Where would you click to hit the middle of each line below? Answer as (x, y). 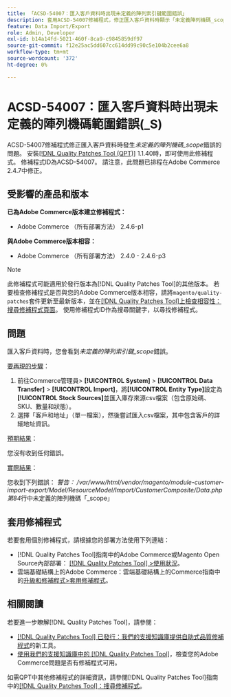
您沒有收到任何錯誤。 (37, 453)
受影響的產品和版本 (48, 194)
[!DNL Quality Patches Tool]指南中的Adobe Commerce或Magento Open (118, 554)
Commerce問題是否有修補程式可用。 (69, 663)
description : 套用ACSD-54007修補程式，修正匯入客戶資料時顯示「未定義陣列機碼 (109, 20)
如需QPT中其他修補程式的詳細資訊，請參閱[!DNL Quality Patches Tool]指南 (113, 677)
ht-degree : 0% (27, 65)
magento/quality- (198, 293)
